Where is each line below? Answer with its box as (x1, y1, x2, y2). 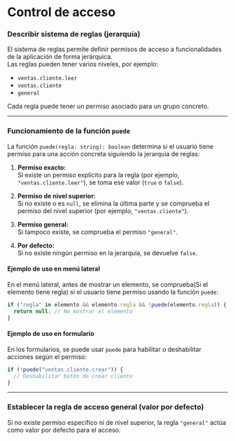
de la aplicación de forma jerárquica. (7, 53, 113, 61)
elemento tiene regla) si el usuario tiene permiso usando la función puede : (7, 287, 219, 296)
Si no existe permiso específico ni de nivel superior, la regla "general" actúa (7, 418, 227, 426)
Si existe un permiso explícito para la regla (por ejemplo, (17, 170, 180, 179)
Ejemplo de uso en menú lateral (7, 264, 100, 273)
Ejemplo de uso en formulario (7, 330, 94, 338)
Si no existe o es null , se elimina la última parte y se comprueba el (17, 199, 210, 208)
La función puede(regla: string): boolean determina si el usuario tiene (7, 142, 214, 151)
